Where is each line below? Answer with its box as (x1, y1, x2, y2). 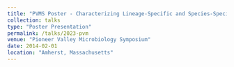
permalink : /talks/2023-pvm (7, 29, 89, 37)
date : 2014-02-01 (7, 43, 58, 50)
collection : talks (7, 17, 61, 24)
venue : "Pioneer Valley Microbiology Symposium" (7, 36, 151, 43)
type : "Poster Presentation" (7, 23, 92, 30)
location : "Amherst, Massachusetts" (7, 50, 114, 57)
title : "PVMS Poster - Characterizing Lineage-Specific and (7, 10, 186, 17)
